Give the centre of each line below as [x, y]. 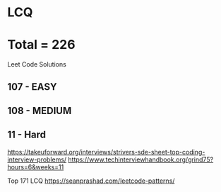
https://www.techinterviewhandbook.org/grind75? [141, 159]
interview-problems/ [37, 159]
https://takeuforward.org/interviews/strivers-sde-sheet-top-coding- [106, 152]
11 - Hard [27, 135]
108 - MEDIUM [40, 111]
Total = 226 [41, 45]
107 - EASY [32, 87]
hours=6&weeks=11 [36, 166]
